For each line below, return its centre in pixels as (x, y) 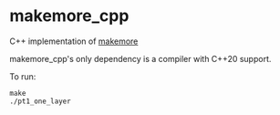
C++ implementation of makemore (74, 41)
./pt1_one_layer (40, 101)
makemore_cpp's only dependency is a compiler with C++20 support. (140, 58)
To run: (23, 76)
